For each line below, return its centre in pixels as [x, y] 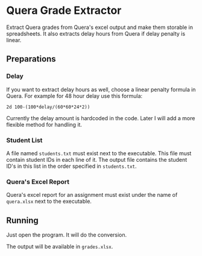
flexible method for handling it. [44, 124]
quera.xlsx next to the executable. [49, 201]
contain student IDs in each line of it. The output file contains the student [97, 159]
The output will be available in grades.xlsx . [60, 247]
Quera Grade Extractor [64, 11]
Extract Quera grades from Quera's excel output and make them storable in [99, 27]
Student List [24, 140]
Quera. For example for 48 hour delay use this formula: [74, 96]
